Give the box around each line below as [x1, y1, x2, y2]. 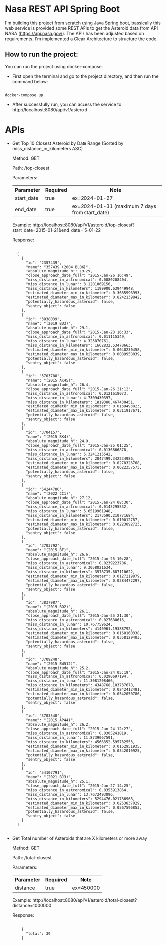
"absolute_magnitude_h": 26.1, [25, 609, 91, 614]
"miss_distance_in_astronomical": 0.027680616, [25, 617, 126, 622]
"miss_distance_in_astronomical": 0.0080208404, [25, 277, 129, 282]
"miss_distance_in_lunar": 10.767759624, [25, 622, 113, 627]
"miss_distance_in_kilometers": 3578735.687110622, [25, 569, 135, 574]
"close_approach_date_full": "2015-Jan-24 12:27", [25, 726, 133, 731]
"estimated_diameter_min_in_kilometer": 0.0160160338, [25, 630, 142, 636]
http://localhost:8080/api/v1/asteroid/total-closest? [32, 897, 137, 903]
